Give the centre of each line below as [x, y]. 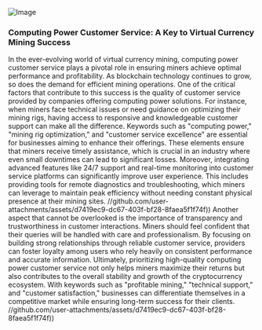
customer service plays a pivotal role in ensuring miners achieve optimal [125, 68]
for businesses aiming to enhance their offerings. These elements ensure [126, 143]
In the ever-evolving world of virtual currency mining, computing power [123, 60]
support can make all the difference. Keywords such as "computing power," [130, 126]
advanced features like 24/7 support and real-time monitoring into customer [131, 168]
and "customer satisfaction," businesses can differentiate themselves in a [127, 293]
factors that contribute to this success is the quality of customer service [124, 93]
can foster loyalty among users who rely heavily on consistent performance [130, 251]
